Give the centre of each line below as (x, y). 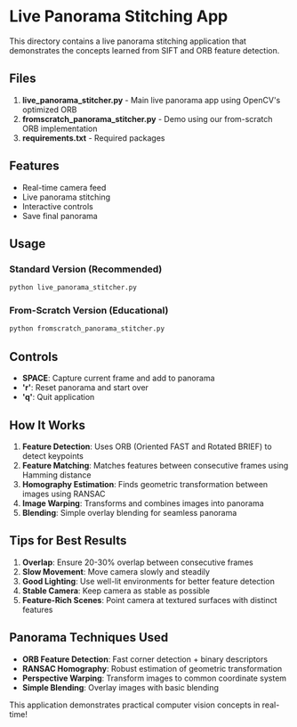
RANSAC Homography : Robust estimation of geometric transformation (152, 668)
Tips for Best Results (68, 541)
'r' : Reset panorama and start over (85, 388)
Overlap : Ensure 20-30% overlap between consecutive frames (137, 562)
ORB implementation (60, 128)
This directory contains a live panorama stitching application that (128, 41)
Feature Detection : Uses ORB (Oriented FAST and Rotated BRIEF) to (147, 446)
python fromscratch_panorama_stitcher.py (87, 329)
